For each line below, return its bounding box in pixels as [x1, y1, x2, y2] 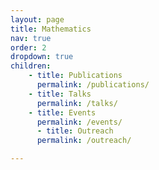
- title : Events [28, 107, 97, 118]
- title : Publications [28, 71, 123, 81]
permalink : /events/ [36, 117, 123, 127]
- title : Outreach [36, 126, 114, 136]
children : [10, 61, 52, 71]
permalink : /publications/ [36, 80, 150, 90]
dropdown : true [10, 52, 74, 62]
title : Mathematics [10, 24, 92, 34]
